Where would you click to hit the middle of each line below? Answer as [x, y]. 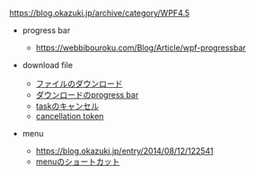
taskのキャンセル [67, 106]
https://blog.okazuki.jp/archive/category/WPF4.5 [100, 13]
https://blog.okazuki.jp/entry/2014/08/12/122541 [124, 151]
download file [48, 65]
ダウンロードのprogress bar [87, 95]
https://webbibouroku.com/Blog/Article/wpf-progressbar [141, 48]
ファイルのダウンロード [79, 83]
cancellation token [70, 116]
